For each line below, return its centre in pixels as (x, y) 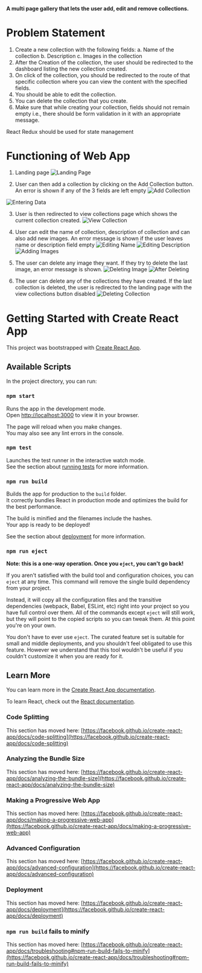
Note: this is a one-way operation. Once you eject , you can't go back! (95, 564)
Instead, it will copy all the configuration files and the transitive (84, 600)
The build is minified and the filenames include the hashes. (79, 518)
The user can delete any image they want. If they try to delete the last (101, 263)
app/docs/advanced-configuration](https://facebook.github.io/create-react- (101, 868)
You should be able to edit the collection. (66, 94)
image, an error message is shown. (58, 269)
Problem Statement (56, 33)
